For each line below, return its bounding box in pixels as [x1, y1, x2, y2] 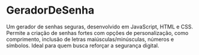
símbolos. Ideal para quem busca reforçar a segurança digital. [6, 42, 160, 49]
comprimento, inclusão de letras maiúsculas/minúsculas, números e [6, 35, 174, 43]
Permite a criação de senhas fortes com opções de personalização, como [6, 29, 189, 36]
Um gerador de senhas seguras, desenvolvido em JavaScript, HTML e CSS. [6, 23, 194, 30]
